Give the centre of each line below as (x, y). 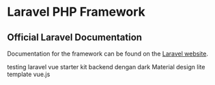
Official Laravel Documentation (74, 37)
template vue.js (29, 74)
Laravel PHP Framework (76, 12)
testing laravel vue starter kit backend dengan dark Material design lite (106, 67)
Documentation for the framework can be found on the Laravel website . (107, 53)
